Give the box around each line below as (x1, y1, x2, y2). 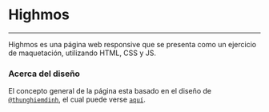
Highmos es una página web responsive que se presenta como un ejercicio (8, 39, 257, 49)
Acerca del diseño (8, 68, 80, 79)
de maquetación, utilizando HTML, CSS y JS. (8, 48, 157, 58)
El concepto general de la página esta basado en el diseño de (8, 86, 212, 96)
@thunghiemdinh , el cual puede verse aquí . (8, 94, 147, 105)
